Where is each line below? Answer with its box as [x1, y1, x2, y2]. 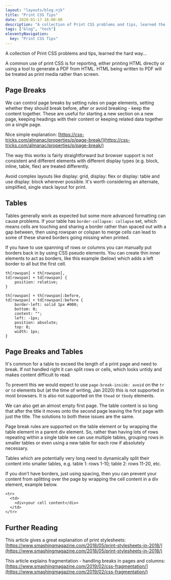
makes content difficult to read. [5, 372, 71, 378]
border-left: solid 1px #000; [14, 302, 79, 307]
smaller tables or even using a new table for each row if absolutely [5, 440, 145, 446]
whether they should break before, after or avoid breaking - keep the [5, 105, 150, 111]
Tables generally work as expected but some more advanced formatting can [5, 212, 166, 219]
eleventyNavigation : [5, 31, 50, 36]
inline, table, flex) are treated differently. [5, 163, 89, 169]
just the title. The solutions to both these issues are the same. [5, 414, 135, 420]
